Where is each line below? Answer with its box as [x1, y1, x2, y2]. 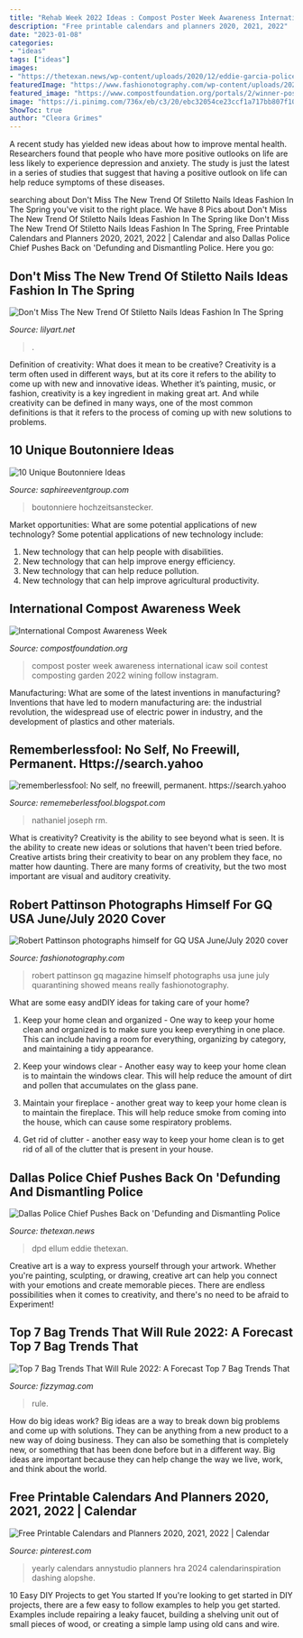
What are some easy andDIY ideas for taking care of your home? [9, 997, 250, 1008]
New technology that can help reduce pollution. [22, 565, 200, 576]
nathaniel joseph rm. [31, 815, 108, 826]
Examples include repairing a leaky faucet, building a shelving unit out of [9, 1608, 280, 1620]
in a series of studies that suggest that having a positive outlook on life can [9, 168, 288, 179]
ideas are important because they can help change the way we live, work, [9, 1454, 284, 1465]
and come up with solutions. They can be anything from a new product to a [9, 1425, 289, 1436]
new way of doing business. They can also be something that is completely [9, 1434, 289, 1445]
